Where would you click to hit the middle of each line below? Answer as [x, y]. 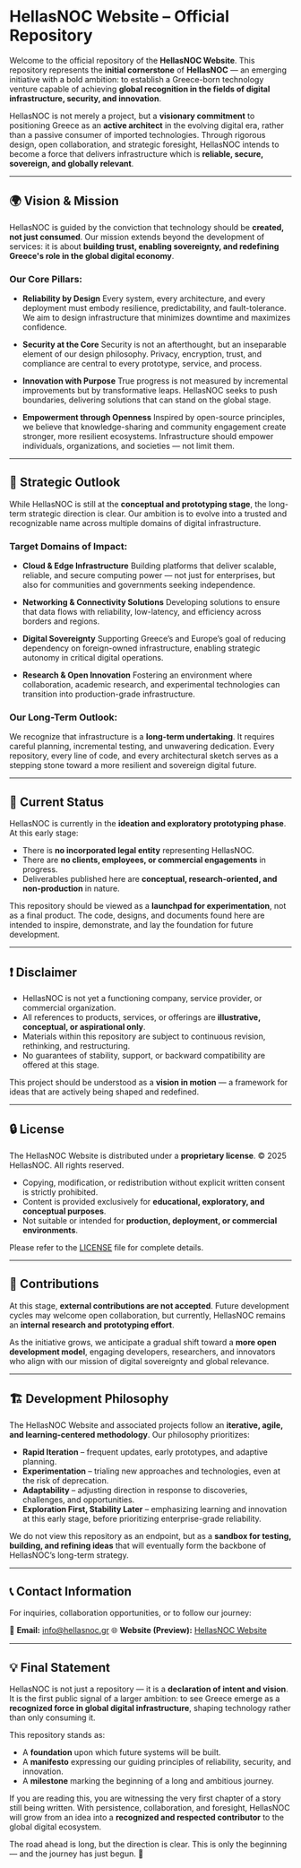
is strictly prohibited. [60, 1192]
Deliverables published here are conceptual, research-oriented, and [150, 879]
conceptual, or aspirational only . [84, 1027]
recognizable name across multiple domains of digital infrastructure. [135, 523]
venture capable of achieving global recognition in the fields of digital [140, 89]
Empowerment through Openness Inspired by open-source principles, [154, 418]
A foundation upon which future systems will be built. [121, 1752]
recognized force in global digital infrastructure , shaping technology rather [150, 1708]
